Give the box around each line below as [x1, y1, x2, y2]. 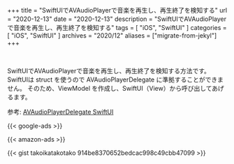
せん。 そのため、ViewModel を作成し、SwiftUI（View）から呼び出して [7, 84, 212, 92]
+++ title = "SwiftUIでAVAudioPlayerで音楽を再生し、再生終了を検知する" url [7, 6, 228, 14]
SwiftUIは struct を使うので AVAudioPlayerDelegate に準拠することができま [7, 75, 224, 84]
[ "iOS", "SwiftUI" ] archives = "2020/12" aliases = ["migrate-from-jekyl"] [7, 31, 217, 40]
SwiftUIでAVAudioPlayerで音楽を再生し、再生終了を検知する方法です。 [7, 67, 211, 75]
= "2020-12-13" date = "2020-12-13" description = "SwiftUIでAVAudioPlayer [7, 15, 227, 23]
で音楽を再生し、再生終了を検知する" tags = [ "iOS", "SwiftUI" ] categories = [7, 24, 227, 31]
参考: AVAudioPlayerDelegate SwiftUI [7, 107, 114, 116]
